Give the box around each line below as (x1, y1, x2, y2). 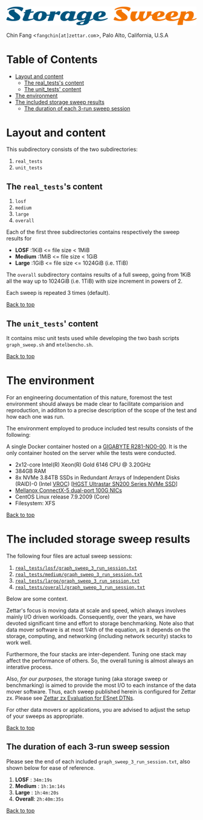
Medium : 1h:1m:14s (14, 782, 65, 789)
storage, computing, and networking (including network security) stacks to (6, 632, 193, 639)
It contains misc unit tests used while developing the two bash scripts (6, 335, 179, 342)
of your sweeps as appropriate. (6, 712, 85, 720)
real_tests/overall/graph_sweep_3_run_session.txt (14, 584, 146, 590)
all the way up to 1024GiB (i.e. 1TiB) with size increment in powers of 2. (6, 277, 183, 285)
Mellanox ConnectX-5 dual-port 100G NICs (14, 487, 123, 494)
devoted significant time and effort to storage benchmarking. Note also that (6, 619, 195, 627)
